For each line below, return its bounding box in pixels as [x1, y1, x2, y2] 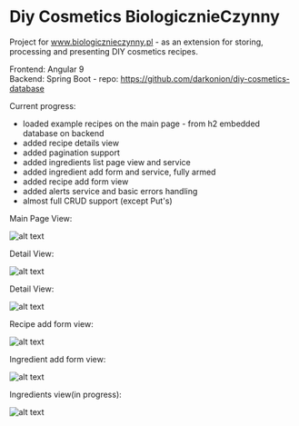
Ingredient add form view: [9, 353, 106, 364]
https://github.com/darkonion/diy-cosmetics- [120, 73, 291, 84]
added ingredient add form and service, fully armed [22, 166, 216, 177]
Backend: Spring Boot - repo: [9, 73, 119, 84]
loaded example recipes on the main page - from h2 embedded [22, 118, 261, 129]
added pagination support [22, 147, 121, 158]
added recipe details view [22, 137, 120, 148]
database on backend [22, 127, 105, 138]
